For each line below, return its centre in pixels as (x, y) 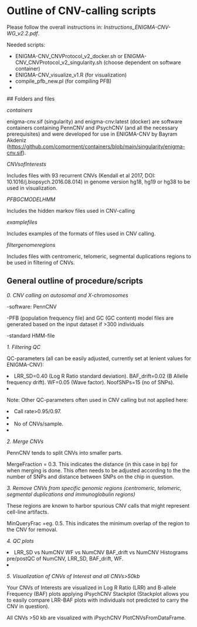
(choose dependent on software (142, 62)
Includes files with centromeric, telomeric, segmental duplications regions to (99, 256)
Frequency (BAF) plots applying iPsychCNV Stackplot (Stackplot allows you (98, 594)
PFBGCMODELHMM (31, 199)
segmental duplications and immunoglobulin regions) (71, 494)
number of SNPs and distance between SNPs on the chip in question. (91, 477)
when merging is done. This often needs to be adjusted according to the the (98, 470)
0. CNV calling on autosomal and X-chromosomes (67, 295)
